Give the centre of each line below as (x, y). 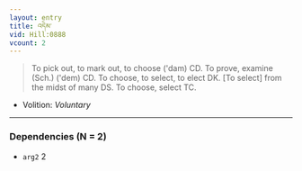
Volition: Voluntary (57, 105)
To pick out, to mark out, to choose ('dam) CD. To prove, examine (152, 68)
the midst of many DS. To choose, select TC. (114, 87)
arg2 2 (34, 156)
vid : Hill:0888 (38, 34)
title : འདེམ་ (31, 26)
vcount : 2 (28, 43)
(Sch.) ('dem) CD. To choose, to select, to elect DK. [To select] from (156, 78)
